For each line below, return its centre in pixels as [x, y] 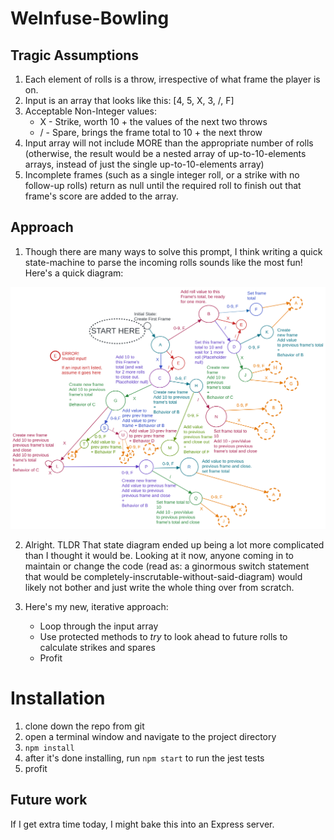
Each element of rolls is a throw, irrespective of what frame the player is [172, 79]
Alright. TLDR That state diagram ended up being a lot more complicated [174, 545]
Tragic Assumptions [75, 55]
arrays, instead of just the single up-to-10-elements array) [144, 164]
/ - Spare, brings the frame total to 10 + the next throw [151, 132]
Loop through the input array [99, 626]
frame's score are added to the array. [101, 196]
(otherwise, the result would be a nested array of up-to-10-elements [165, 153]
